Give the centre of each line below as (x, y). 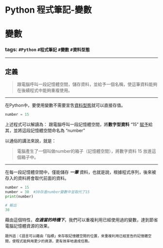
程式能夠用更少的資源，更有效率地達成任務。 (54, 241)
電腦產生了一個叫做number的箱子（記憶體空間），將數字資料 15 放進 (84, 151)
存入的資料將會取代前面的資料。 (37, 178)
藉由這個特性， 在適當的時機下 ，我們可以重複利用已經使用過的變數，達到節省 (81, 220)
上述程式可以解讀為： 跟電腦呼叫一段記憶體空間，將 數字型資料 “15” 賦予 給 (79, 124)
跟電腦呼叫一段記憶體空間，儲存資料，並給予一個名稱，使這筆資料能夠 (87, 84)
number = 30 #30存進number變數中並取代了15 (47, 192)
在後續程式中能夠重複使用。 (45, 90)
